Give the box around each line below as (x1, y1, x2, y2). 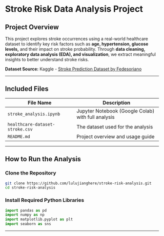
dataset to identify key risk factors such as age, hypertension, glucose (5, 41, 149, 47)
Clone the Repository (5, 170, 57, 176)
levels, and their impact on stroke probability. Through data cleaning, (5, 46, 145, 52)
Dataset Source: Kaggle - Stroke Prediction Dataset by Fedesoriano (5, 66, 142, 72)
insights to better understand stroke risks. (5, 57, 89, 62)
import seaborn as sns (5, 221, 51, 227)
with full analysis (76, 113, 115, 120)
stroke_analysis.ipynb (7, 111, 60, 117)
